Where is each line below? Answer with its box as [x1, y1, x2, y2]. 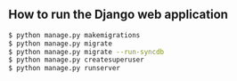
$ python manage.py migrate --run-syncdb [8, 47, 165, 56]
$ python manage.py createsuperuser [8, 55, 144, 65]
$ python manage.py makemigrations [8, 30, 141, 39]
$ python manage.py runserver [8, 64, 121, 73]
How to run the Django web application [8, 7, 229, 22]
